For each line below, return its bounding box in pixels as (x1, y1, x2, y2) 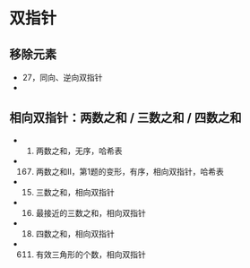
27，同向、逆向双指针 (22, 73, 103, 82)
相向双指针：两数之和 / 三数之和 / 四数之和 (9, 110, 242, 125)
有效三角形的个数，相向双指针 (35, 248, 146, 260)
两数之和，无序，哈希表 (35, 145, 123, 156)
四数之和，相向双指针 (35, 228, 115, 238)
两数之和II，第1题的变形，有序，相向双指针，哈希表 (35, 166, 224, 177)
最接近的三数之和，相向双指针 (35, 207, 146, 218)
